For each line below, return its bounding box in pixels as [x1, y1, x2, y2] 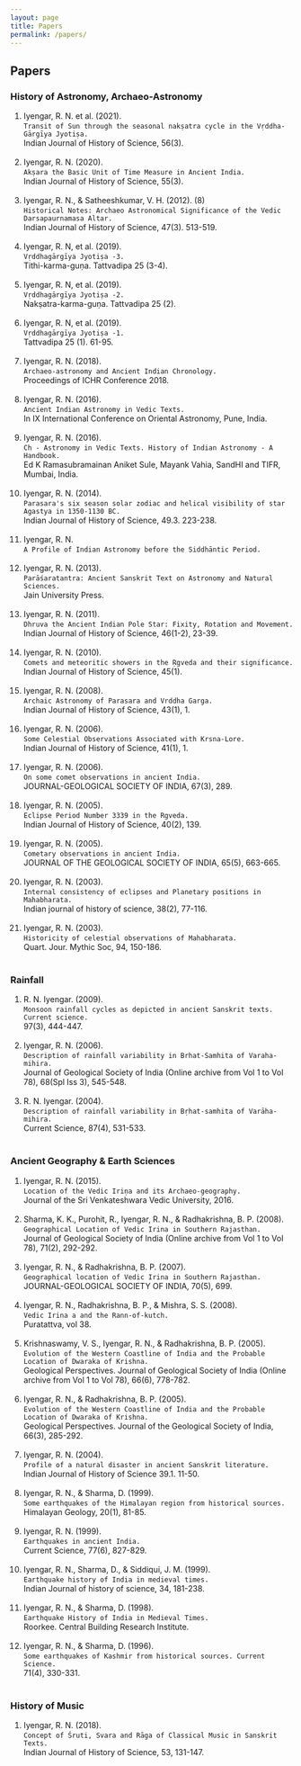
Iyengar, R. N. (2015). [22, 1175, 102, 1186]
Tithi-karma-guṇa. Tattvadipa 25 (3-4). [22, 260, 169, 271]
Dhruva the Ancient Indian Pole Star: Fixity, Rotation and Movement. [22, 620, 294, 630]
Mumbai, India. [22, 469, 79, 480]
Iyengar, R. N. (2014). [22, 488, 102, 499]
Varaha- [248, 1052, 278, 1061]
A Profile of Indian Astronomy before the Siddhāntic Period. [22, 545, 261, 554]
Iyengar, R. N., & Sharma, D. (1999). [22, 1487, 155, 1498]
